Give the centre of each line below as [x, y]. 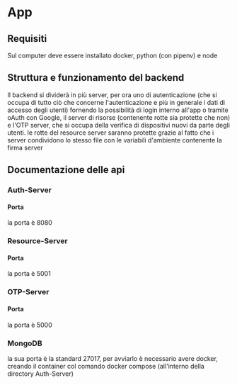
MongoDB [25, 343]
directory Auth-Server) [41, 374]
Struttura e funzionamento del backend [96, 78]
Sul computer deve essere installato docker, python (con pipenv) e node [112, 55]
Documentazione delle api [66, 170]
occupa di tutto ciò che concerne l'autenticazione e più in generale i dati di [116, 102]
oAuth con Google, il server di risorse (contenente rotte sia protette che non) [119, 117]
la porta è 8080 [30, 223]
